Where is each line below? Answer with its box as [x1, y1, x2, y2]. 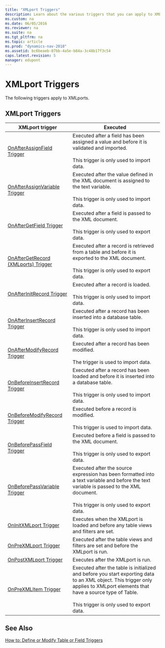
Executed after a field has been [72, 132, 144, 139]
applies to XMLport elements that [72, 583, 149, 589]
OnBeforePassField [7, 441, 53, 448]
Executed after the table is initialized [72, 564, 156, 571]
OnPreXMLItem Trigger [7, 586, 61, 592]
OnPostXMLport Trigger [7, 556, 63, 563]
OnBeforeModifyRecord [7, 412, 63, 419]
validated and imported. [72, 145, 128, 151]
